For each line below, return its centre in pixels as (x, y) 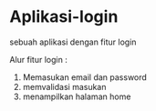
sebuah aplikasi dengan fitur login (73, 42)
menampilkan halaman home (77, 96)
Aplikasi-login (64, 17)
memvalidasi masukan (64, 86)
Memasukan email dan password (85, 77)
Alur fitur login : (39, 59)
